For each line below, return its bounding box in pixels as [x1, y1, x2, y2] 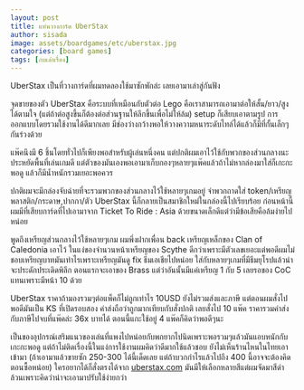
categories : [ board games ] [10, 47, 112, 56]
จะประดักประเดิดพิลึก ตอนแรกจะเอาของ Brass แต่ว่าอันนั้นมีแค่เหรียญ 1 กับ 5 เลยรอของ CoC [10, 264, 291, 275]
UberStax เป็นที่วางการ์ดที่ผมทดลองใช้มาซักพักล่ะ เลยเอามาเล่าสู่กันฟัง [10, 81, 221, 90]
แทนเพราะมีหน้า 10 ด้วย [10, 275, 82, 285]
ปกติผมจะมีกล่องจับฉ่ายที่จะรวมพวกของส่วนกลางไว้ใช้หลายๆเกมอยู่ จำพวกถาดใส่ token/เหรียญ [10, 185, 292, 195]
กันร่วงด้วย [10, 128, 43, 139]
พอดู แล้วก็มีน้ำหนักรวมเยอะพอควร [10, 167, 114, 177]
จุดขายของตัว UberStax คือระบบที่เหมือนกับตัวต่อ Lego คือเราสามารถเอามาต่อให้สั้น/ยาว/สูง [10, 99, 289, 109]
